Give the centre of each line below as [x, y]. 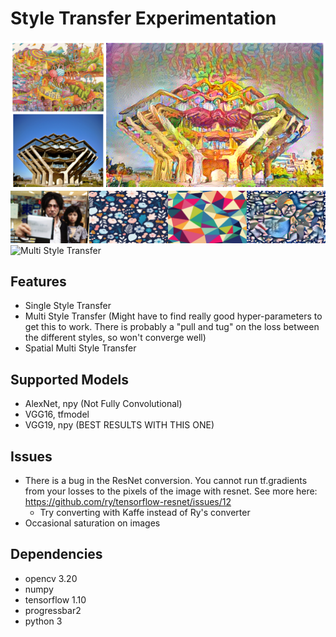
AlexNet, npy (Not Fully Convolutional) [103, 404]
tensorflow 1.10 [55, 599]
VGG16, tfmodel [57, 414]
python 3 [43, 621]
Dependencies [56, 554]
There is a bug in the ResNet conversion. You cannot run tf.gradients [166, 480]
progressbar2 [53, 610]
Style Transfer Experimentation [143, 18]
